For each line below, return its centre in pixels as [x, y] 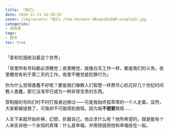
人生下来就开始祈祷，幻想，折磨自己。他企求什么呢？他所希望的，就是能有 [82, 119]
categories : [18, 24]
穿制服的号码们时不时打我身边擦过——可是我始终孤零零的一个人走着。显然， [84, 102]
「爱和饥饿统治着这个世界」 [34, 57]
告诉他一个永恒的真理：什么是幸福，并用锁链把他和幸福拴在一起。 [82, 125]
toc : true [16, 43]
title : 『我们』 [21, 10]
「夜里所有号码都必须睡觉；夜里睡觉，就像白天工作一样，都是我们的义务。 [82, 68]
